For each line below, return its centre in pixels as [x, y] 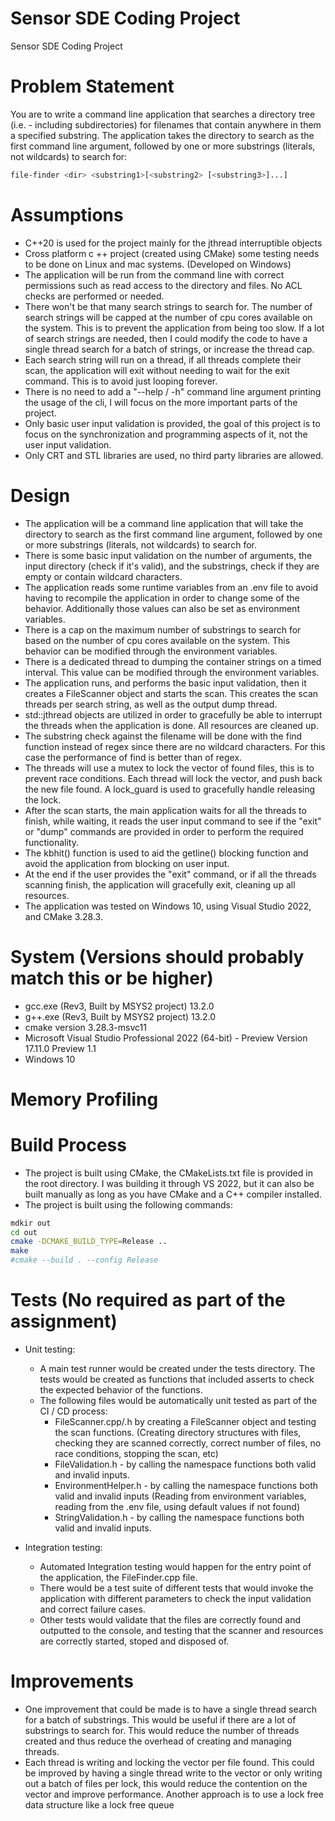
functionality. [51, 842]
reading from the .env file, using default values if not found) [177, 1506]
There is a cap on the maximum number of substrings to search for [163, 629]
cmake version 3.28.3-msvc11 [85, 1027]
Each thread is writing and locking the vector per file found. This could [169, 1762]
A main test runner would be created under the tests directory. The [177, 1368]
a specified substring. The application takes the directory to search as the [162, 135]
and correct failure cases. [92, 1609]
